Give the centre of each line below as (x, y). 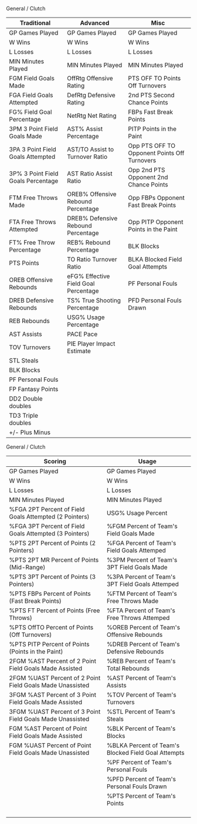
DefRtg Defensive (91, 95)
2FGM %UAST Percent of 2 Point (55, 678)
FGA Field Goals (31, 95)
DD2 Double (26, 399)
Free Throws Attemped (138, 618)
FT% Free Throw (32, 243)
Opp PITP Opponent (156, 222)
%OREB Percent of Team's (143, 627)
